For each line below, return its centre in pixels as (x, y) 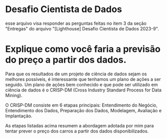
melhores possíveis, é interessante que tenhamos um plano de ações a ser (83, 79)
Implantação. (19, 116)
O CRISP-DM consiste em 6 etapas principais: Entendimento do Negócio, (81, 105)
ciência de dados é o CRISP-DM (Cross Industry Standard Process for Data (83, 90)
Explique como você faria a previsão (83, 49)
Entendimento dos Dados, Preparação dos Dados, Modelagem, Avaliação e (83, 110)
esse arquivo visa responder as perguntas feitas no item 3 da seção (76, 23)
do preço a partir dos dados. (66, 60)
